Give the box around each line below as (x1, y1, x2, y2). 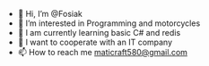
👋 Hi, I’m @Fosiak (17, 9, 83, 19)
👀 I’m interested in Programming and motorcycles (17, 18, 201, 29)
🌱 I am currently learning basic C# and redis (17, 28, 181, 37)
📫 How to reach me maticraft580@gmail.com (17, 47, 188, 57)
